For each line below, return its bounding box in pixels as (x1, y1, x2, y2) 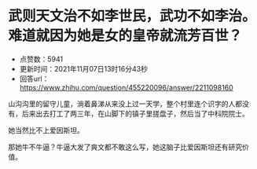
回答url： (19, 74, 50, 83)
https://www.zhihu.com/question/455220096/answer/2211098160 (19, 83, 233, 92)
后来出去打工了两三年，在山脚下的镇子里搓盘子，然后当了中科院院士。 (21, 108, 249, 118)
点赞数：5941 (19, 54, 64, 64)
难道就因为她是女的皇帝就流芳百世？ (8, 27, 243, 45)
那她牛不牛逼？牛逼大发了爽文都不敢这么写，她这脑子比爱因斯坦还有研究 (8, 142, 242, 152)
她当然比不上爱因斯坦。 (8, 125, 84, 134)
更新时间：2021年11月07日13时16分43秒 (19, 64, 148, 73)
